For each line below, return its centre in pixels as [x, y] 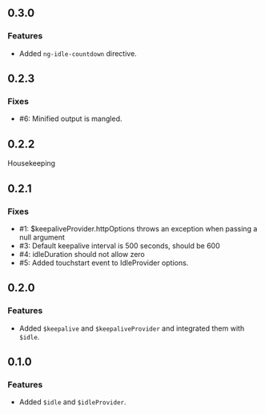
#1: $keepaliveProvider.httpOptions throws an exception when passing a [138, 228]
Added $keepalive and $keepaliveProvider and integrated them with [132, 328]
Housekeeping [32, 163]
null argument [42, 237]
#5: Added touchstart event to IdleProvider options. [104, 263]
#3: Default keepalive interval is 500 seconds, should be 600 [120, 245]
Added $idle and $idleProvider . [72, 402]
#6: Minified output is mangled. [70, 119]
